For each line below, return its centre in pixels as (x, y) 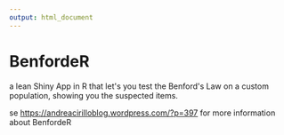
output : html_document (51, 17)
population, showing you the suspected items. (93, 95)
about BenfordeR (41, 122)
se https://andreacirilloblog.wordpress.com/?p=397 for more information (142, 113)
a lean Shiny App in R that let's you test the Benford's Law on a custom (139, 86)
